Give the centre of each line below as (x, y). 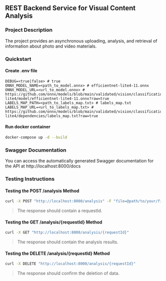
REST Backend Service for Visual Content (70, 8)
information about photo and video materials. (51, 46)
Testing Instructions (30, 179)
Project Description (29, 30)
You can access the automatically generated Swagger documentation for (80, 161)
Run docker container (28, 127)
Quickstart (18, 59)
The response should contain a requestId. (60, 211)
